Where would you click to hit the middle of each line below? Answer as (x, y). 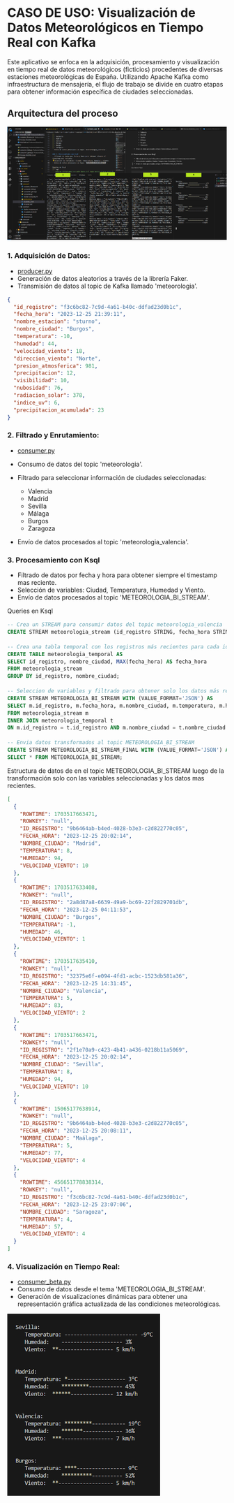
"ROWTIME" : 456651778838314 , (62, 1182)
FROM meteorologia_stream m (48, 713)
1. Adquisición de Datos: (49, 256)
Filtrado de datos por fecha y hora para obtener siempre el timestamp (117, 575)
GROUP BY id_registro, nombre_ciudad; (63, 676)
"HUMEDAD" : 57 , (42, 1227)
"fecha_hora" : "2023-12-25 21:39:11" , (70, 314)
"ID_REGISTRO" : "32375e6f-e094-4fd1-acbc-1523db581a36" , (104, 976)
